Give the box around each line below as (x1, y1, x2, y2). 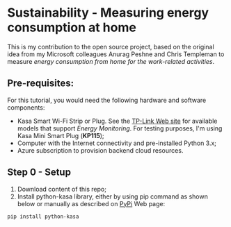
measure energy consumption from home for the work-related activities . (7, 57, 215, 65)
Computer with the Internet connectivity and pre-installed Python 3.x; (17, 139, 217, 147)
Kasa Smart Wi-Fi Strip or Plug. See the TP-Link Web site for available (17, 117, 218, 125)
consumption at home (7, 19, 137, 35)
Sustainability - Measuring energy (7, 5, 209, 21)
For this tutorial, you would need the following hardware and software (7, 96, 207, 104)
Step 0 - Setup (7, 167, 72, 178)
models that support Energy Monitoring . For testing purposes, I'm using (17, 124, 223, 133)
